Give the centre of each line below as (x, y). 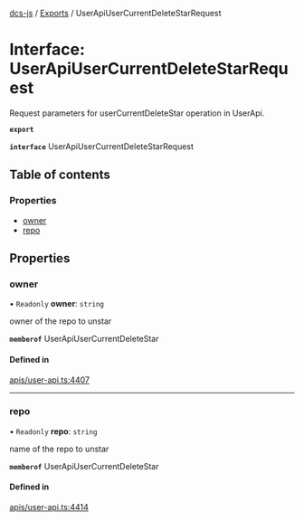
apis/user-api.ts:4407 (50, 380)
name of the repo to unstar (59, 449)
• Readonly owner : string (57, 304)
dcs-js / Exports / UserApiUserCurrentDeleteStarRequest (115, 13)
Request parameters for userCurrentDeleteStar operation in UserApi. (137, 113)
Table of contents (60, 175)
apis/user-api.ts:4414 (49, 507)
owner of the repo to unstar (61, 321)
